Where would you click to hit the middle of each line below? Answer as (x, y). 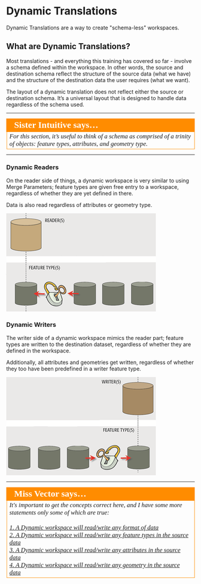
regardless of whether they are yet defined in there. (70, 193)
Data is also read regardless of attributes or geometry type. (79, 204)
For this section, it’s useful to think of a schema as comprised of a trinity (100, 136)
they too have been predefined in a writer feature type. (74, 368)
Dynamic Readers (33, 167)
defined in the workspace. (38, 350)
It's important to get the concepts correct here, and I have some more (96, 505)
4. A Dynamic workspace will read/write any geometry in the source (95, 565)
